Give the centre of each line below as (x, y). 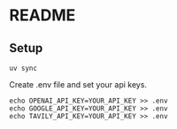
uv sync (23, 68)
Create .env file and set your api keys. (78, 84)
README (42, 15)
